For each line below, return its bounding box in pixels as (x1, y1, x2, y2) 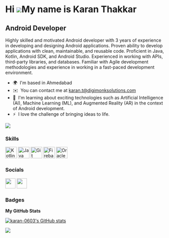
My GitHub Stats (5, 208, 41, 214)
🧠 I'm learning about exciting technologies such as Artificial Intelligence (12, 95, 163, 100)
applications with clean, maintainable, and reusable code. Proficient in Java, (5, 48, 164, 54)
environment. (5, 70, 33, 76)
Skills (5, 135, 19, 142)
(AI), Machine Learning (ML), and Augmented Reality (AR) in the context (12, 100, 163, 106)
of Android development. (12, 106, 65, 111)
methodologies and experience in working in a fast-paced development (5, 64, 155, 70)
